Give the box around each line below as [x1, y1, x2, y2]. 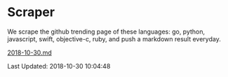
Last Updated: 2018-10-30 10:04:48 [7, 62, 111, 70]
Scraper [7, 4, 55, 20]
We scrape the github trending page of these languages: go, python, [7, 27, 206, 36]
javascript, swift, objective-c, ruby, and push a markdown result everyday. [7, 34, 221, 43]
